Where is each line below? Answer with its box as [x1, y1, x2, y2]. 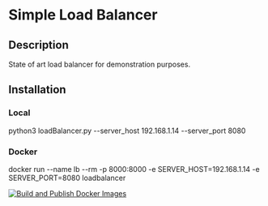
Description [8, 38, 69, 52]
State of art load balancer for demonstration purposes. [8, 59, 191, 69]
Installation [8, 83, 66, 97]
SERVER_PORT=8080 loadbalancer [8, 173, 126, 182]
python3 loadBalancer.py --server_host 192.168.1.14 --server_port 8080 [8, 126, 246, 135]
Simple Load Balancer [8, 6, 158, 24]
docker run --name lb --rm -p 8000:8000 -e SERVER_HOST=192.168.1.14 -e [8, 164, 261, 174]
